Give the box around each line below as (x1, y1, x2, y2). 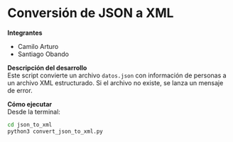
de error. (7, 86, 33, 94)
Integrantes (7, 28, 43, 37)
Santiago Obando (17, 50, 70, 58)
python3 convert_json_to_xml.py (7, 128, 103, 135)
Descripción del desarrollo (7, 63, 87, 72)
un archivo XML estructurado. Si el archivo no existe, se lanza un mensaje (7, 78, 224, 87)
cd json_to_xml (7, 121, 53, 129)
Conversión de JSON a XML (7, 5, 174, 21)
